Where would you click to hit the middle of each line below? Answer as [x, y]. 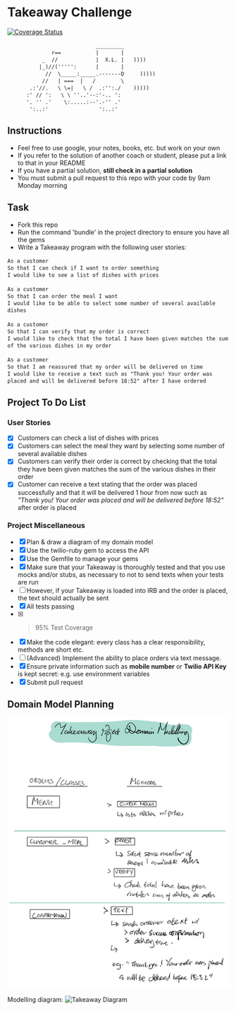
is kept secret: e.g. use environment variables [83, 674]
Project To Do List [47, 402]
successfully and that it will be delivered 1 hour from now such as [112, 492]
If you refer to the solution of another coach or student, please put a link [122, 155]
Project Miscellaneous [46, 525]
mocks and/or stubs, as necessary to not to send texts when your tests [120, 574]
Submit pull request [55, 682]
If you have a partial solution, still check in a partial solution [105, 170]
